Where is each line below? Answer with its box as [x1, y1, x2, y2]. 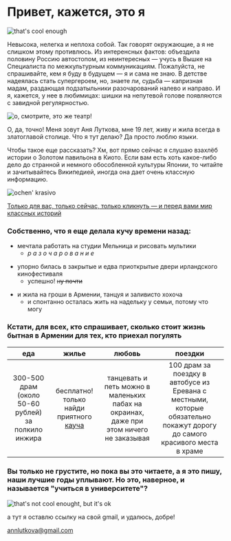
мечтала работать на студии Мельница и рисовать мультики [16, 242, 197, 250]
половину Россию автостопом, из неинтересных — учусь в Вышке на [7, 54, 212, 63]
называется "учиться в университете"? [7, 484, 148, 494]
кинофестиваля [16, 269, 63, 278]
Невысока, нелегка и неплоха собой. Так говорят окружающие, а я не [7, 40, 214, 48]
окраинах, [110, 407, 144, 417]
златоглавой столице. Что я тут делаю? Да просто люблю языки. [7, 132, 199, 141]
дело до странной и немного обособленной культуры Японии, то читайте [7, 160, 223, 168]
